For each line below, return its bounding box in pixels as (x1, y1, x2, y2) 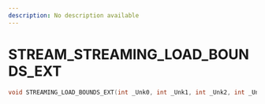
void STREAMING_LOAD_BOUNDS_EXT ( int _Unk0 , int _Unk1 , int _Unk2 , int (8, 88, 245, 96)
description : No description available (8, 11, 140, 20)
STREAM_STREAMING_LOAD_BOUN (8, 45, 250, 63)
